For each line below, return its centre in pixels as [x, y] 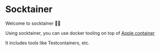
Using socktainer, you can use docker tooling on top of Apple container [80, 33]
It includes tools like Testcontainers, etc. [48, 43]
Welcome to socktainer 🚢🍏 [33, 23]
